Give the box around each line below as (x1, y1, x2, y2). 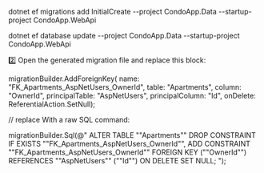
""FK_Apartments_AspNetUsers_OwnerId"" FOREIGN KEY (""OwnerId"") (8, 147, 247, 157)
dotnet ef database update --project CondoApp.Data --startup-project (8, 31, 240, 40)
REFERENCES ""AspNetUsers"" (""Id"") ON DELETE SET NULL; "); (8, 156, 226, 165)
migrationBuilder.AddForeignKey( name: (8, 74, 140, 83)
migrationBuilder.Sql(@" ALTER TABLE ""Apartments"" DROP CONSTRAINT (8, 131, 256, 139)
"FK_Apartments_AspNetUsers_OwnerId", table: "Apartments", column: (8, 82, 242, 91)
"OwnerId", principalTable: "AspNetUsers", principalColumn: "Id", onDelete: (8, 91, 256, 100)
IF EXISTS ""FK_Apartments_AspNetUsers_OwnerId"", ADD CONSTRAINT (8, 139, 250, 148)
